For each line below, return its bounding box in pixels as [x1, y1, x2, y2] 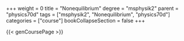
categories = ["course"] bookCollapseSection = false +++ [6, 17, 145, 24]
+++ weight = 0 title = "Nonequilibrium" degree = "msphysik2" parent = [6, 5, 179, 12]
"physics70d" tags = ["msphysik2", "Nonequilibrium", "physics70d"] [6, 11, 171, 18]
